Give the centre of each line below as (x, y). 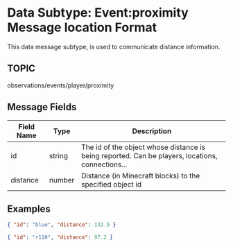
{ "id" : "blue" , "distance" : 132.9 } (62, 225)
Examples (29, 208)
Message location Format (82, 27)
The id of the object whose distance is (143, 147)
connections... (104, 164)
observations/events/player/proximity (61, 85)
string (58, 155)
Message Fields (42, 107)
